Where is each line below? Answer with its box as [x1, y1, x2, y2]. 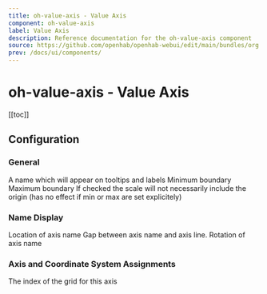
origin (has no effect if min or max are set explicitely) [8, 192, 182, 201]
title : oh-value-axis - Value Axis [8, 11, 127, 20]
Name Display [8, 212, 64, 223]
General [8, 157, 40, 168]
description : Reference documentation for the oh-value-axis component [8, 34, 252, 42]
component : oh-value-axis [8, 19, 94, 27]
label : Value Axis [8, 26, 70, 34]
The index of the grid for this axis [8, 276, 118, 286]
